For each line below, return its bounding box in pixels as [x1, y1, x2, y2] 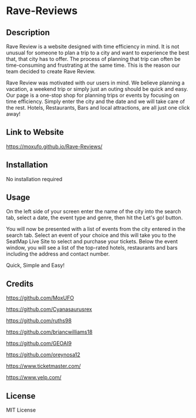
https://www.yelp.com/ [6, 374, 62, 381]
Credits [6, 278, 34, 288]
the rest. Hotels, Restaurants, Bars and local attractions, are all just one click [6, 104, 190, 111]
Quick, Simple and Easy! [6, 262, 65, 269]
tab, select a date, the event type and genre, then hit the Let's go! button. [6, 214, 183, 221]
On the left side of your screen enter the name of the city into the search [6, 208, 181, 215]
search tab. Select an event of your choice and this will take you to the [6, 232, 176, 239]
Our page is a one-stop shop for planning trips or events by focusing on [6, 92, 180, 98]
